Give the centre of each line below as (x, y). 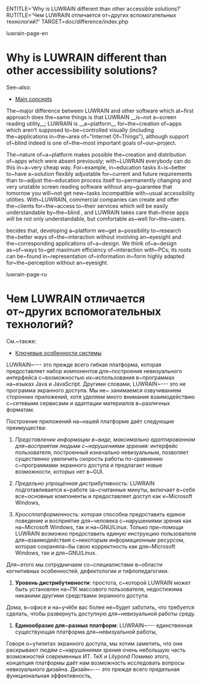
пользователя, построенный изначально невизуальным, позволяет (102, 452)
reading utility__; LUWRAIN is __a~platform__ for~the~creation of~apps (94, 123)
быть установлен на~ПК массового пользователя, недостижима (99, 589)
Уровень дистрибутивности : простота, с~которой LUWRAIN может (103, 582)
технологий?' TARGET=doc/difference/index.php (67, 21)
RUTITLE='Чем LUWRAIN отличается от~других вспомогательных (91, 15)
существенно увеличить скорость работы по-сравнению (89, 458)
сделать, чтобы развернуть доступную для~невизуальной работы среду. (101, 614)
